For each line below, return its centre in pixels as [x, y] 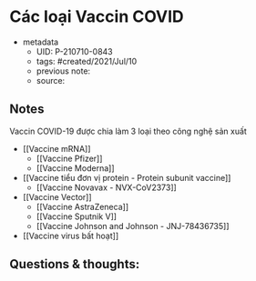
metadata [41, 42]
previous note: [63, 71]
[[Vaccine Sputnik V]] [76, 216]
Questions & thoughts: [75, 264]
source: [51, 80]
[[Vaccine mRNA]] [56, 148]
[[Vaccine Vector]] [57, 196]
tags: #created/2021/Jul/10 [87, 61]
